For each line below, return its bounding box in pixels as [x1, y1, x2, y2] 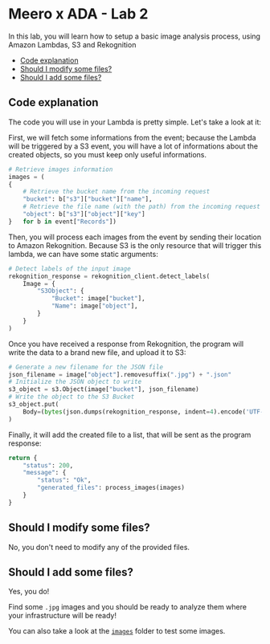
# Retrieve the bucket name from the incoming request [22, 188, 211, 196]
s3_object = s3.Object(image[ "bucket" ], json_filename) [8, 385, 199, 393]
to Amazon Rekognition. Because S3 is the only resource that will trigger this [8, 240, 262, 250]
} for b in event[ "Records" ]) [8, 218, 117, 226]
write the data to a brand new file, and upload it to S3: [8, 347, 186, 357]
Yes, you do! [8, 587, 50, 597]
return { [8, 454, 38, 462]
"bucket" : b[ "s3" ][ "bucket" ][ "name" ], [22, 195, 153, 203]
